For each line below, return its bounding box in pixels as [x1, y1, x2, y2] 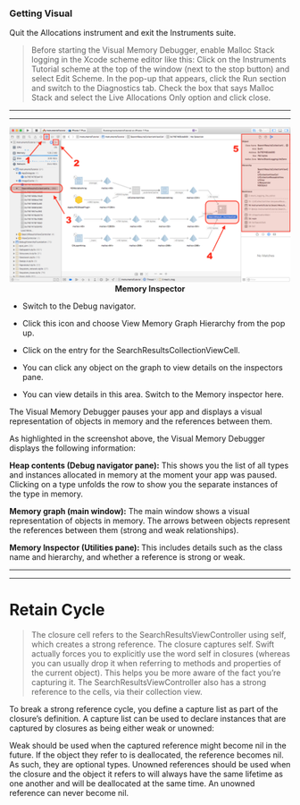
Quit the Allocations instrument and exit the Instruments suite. [9, 28, 237, 38]
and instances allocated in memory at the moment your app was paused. [9, 469, 278, 480]
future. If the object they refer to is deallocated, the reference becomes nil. [9, 750, 284, 760]
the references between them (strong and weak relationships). [9, 524, 239, 535]
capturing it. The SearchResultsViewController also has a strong [30, 676, 267, 687]
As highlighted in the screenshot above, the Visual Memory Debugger [9, 433, 266, 444]
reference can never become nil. [9, 787, 129, 798]
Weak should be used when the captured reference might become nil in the [9, 740, 287, 750]
